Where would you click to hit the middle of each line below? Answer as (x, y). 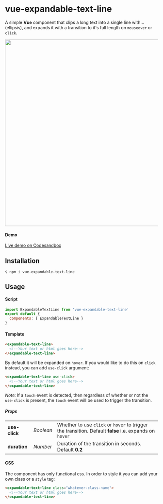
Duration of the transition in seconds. (99, 444)
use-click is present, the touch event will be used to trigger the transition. (79, 400)
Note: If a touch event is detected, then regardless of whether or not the (77, 395)
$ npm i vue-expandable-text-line (40, 272)
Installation (22, 261)
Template (15, 334)
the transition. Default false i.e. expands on (106, 431)
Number (43, 447)
